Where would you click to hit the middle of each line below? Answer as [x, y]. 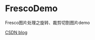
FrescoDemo [31, 9]
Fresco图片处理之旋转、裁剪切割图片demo [47, 22]
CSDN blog [16, 32]
